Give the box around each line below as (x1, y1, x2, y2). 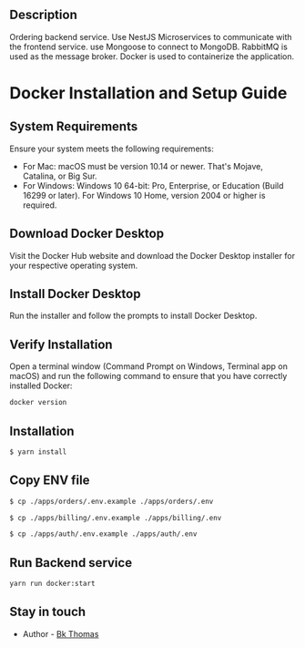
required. (22, 200, 57, 211)
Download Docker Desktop (9, 226, 165, 242)
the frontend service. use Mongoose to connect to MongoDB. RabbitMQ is (9, 41, 289, 52)
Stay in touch (9, 604, 86, 620)
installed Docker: (9, 380, 73, 391)
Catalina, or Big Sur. (22, 170, 97, 181)
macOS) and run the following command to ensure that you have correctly (9, 371, 288, 382)
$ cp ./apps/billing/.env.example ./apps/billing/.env (9, 513, 222, 522)
